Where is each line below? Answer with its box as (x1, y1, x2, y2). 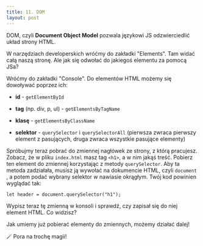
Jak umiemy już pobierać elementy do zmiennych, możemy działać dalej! (6, 220, 190, 228)
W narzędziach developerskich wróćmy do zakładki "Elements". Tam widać (6, 50, 195, 57)
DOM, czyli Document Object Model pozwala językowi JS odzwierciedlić (6, 31, 190, 39)
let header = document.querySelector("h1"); (6, 191, 121, 198)
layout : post (6, 15, 40, 21)
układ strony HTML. (6, 38, 56, 45)
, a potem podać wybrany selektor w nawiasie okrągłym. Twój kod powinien (6, 173, 197, 181)
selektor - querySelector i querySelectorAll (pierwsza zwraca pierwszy (15, 129, 196, 136)
